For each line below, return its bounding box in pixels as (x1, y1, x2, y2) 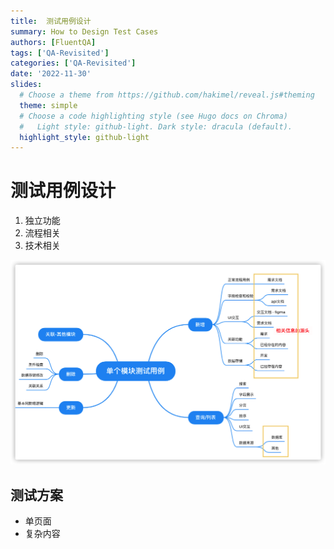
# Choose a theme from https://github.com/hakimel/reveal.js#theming (19, 90, 315, 100)
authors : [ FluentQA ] (10, 37, 97, 47)
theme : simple (19, 100, 78, 110)
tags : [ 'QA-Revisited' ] (10, 48, 110, 58)
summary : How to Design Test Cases (10, 26, 159, 37)
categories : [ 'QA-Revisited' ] (10, 58, 137, 69)
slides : (10, 80, 43, 90)
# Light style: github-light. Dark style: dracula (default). (19, 121, 293, 132)
